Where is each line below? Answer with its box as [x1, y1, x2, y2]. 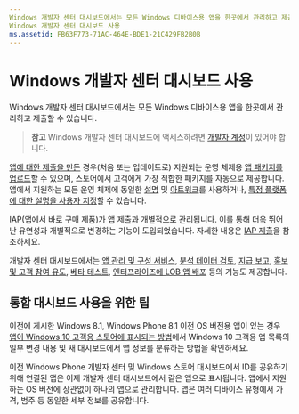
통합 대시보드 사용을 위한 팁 [9, 295, 149, 310]
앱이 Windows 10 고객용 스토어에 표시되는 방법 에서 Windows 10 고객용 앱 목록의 [9, 331, 290, 343]
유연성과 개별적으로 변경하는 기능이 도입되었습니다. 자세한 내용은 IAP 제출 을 [18, 225, 280, 236]
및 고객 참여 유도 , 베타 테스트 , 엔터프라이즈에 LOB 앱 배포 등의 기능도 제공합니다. [9, 266, 287, 277]
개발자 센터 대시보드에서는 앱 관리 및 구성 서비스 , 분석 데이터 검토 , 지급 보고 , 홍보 [9, 256, 289, 266]
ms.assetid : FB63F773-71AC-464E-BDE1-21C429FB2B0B [9, 29, 201, 38]
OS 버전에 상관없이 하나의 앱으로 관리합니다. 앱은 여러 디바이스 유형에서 [25, 384, 274, 394]
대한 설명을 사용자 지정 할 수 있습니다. [18, 195, 147, 206]
